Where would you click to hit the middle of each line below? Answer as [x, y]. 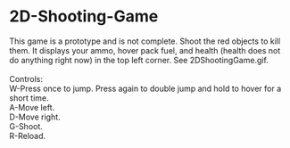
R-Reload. [28, 136]
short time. [29, 98]
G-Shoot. [26, 126]
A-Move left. [32, 107]
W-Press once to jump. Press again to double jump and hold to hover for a [145, 88]
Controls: [26, 78]
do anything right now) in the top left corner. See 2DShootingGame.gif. [139, 60]
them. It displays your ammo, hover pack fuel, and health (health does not [145, 50]
